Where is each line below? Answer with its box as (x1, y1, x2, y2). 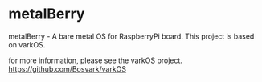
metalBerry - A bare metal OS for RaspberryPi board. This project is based (8, 31, 255, 41)
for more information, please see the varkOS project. (8, 55, 183, 65)
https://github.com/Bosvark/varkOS (8, 64, 127, 73)
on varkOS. (8, 39, 46, 49)
